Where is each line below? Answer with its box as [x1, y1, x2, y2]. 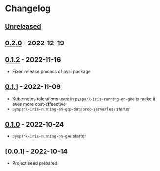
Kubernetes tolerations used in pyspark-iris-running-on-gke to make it [12, 96, 156, 102]
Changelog [5, 3, 51, 14]
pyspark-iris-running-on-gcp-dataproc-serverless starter [12, 106, 130, 112]
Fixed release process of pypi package [12, 68, 91, 74]
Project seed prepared [12, 160, 58, 166]
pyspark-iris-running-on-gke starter [12, 133, 87, 139]
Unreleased [5, 22, 42, 31]
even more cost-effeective [12, 101, 66, 107]
